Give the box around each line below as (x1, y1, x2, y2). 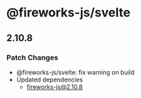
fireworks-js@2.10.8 (26, 82, 83, 90)
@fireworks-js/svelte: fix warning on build (16, 68, 135, 76)
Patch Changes (6, 53, 59, 62)
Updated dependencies (16, 75, 84, 84)
